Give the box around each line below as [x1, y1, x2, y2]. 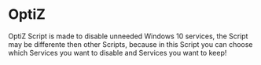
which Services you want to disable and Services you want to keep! [8, 48, 227, 57]
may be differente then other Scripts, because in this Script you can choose [8, 39, 253, 49]
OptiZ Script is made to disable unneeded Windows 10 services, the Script [8, 31, 248, 41]
